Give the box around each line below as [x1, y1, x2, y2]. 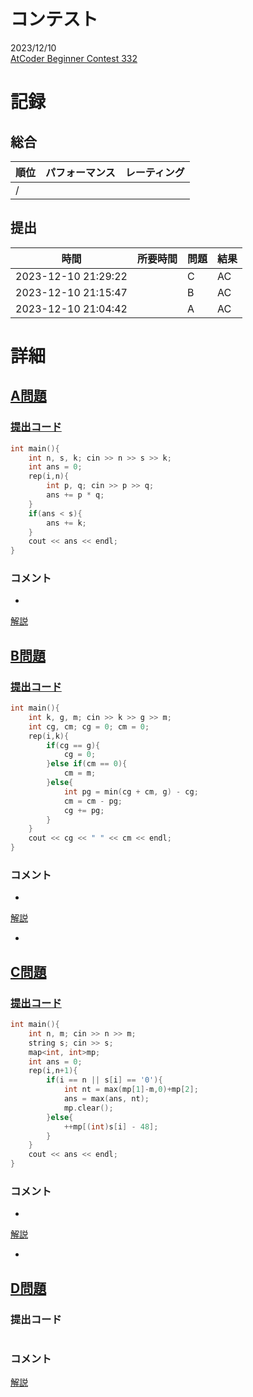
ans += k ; [46, 518, 87, 528]
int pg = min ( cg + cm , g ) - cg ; [63, 786, 199, 797]
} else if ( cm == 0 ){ [46, 759, 128, 769]
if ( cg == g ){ [46, 740, 101, 750]
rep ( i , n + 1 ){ [28, 1066, 78, 1076]
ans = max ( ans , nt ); [63, 1094, 150, 1104]
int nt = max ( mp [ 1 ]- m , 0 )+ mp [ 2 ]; [63, 1085, 199, 1095]
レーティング [124, 165, 185, 179]
